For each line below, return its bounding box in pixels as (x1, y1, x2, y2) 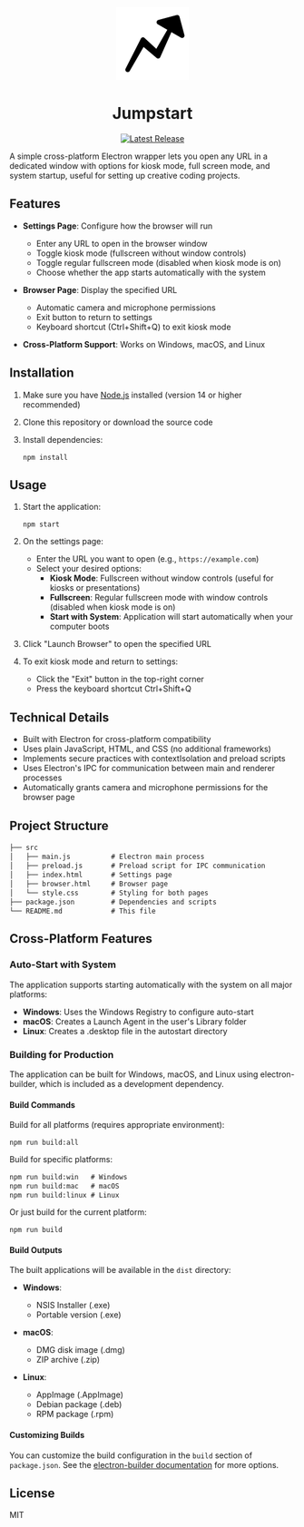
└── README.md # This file (9, 906, 156, 915)
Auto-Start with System (9, 958, 116, 971)
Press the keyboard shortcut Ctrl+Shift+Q (35, 683, 192, 694)
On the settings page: (22, 536, 104, 547)
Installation (9, 366, 74, 381)
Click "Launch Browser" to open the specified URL (22, 639, 211, 650)
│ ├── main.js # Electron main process (9, 852, 205, 861)
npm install (22, 453, 68, 462)
